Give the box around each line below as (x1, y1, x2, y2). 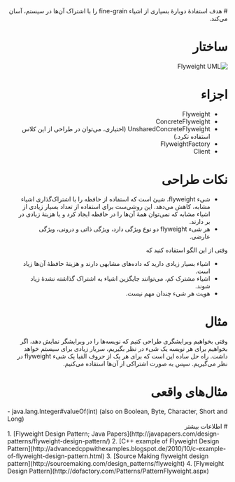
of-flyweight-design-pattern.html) (7, 452, 105, 460)
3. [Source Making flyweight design (106, 452, 209, 460)
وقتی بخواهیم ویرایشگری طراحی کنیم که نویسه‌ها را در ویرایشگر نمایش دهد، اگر (20, 337, 228, 345)
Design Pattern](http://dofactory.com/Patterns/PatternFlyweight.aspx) (7, 467, 210, 475)
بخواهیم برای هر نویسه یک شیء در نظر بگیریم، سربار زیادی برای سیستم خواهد (23, 344, 228, 353)
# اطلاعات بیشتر (184, 422, 228, 430)
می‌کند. (209, 14, 228, 22)
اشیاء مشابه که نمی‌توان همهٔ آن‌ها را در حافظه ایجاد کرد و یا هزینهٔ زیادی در (18, 210, 211, 218)
